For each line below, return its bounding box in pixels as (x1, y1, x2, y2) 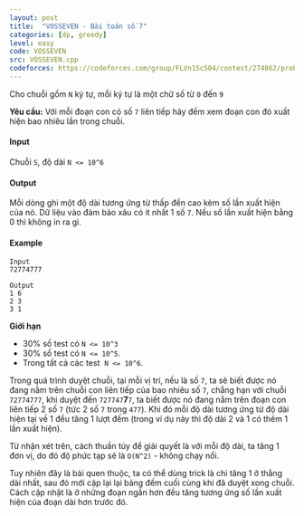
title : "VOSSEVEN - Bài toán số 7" (9, 22, 147, 31)
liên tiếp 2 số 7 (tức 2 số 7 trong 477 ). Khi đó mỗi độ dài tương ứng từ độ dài (9, 404, 290, 415)
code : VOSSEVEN (9, 47, 67, 56)
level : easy (9, 38, 54, 48)
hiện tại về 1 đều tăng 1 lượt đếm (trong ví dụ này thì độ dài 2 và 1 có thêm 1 (9, 414, 288, 425)
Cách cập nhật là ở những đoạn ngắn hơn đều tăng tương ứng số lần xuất (9, 487, 282, 498)
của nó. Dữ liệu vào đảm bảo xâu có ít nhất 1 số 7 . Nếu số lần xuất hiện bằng (9, 207, 294, 218)
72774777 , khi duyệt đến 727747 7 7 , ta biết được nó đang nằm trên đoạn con (9, 395, 287, 406)
